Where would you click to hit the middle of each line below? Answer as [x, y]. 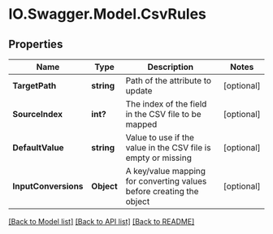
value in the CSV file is [168, 147]
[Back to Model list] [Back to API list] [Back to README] [102, 221]
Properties [36, 44]
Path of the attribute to [169, 80]
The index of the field [166, 104]
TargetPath [35, 86]
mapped [141, 124]
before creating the [162, 191]
